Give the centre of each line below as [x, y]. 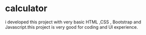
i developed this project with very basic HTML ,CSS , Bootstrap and [73, 22]
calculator [26, 9]
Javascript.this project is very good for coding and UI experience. [72, 27]
